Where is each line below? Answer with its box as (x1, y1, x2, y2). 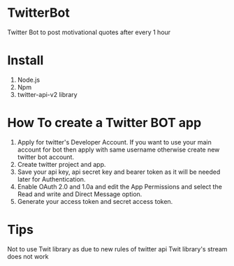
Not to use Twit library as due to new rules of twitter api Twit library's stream (7, 244, 228, 253)
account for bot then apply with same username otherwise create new (17, 145, 220, 154)
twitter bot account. (17, 152, 75, 161)
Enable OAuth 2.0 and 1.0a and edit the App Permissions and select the (17, 182, 222, 191)
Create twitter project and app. (17, 160, 106, 168)
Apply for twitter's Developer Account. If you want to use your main (17, 138, 212, 146)
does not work (7, 252, 49, 260)
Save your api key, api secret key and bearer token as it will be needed (17, 168, 221, 176)
